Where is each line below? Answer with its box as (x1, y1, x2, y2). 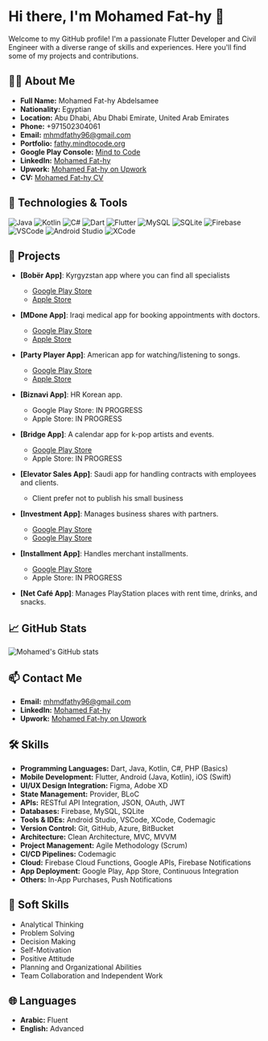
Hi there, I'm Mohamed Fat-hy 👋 (8, 7, 225, 26)
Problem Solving (19, 927, 75, 937)
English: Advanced (19, 1024, 85, 1034)
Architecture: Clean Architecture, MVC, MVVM (19, 832, 177, 841)
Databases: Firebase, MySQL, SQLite (19, 806, 145, 816)
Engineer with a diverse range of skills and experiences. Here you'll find (8, 42, 247, 52)
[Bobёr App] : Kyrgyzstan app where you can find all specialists (19, 271, 231, 280)
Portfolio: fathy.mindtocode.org (19, 138, 126, 148)
